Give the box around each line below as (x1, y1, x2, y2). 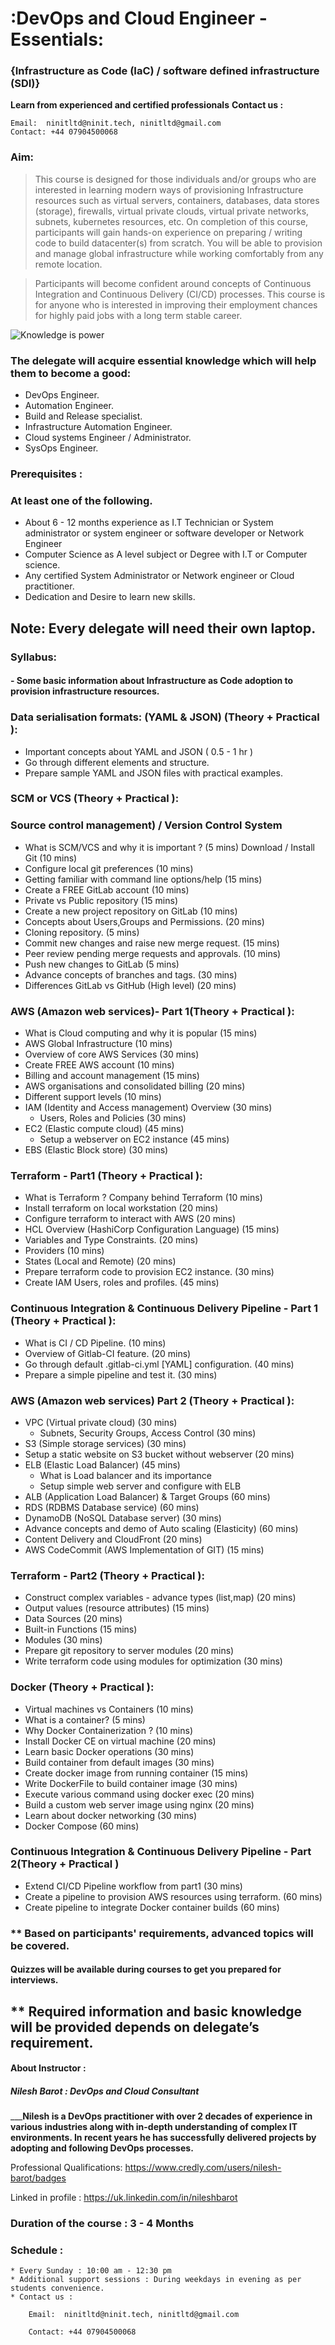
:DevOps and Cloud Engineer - (10, 7, 268, 30)
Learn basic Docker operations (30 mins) (24, 1745, 195, 1757)
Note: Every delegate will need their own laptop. (10, 620, 317, 637)
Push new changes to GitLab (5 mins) (24, 958, 180, 970)
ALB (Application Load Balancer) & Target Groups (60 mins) (24, 1490, 271, 1502)
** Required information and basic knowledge (10, 2003, 302, 2020)
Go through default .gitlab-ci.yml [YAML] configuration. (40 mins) (24, 1358, 295, 1370)
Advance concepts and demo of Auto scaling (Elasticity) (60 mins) (24, 1522, 299, 1534)
